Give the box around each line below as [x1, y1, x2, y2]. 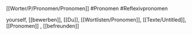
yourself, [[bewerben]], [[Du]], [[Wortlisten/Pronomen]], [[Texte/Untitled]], [6, 16, 187, 23]
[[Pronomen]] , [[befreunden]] [6, 23, 80, 29]
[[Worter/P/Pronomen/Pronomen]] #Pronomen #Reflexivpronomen [6, 5, 168, 12]
